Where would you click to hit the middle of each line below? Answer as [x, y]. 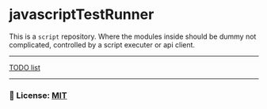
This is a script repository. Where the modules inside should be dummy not [133, 36]
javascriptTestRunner [82, 15]
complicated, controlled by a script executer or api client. [102, 44]
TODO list [25, 67]
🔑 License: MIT [38, 95]
